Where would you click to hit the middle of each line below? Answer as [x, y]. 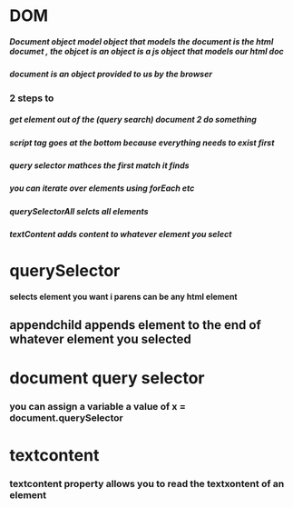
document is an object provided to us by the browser [111, 75]
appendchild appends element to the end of [135, 325]
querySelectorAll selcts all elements [79, 211]
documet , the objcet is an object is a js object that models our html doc [146, 51]
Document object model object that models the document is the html [142, 41]
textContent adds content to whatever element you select [121, 234]
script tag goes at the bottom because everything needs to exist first [142, 143]
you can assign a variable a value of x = [98, 407]
